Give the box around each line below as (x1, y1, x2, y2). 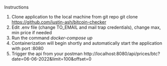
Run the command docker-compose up (11, 35, 93, 41)
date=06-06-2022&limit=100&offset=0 (11, 56, 92, 62)
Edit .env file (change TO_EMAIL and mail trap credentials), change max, (11, 24, 161, 30)
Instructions (4, 4, 29, 10)
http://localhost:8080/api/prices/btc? (83, 51, 160, 57)
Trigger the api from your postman (11, 51, 83, 57)
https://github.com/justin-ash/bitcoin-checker (11, 19, 107, 25)
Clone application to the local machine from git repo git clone (11, 14, 138, 19)
